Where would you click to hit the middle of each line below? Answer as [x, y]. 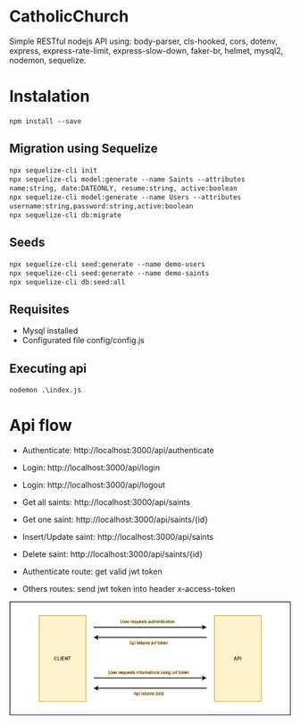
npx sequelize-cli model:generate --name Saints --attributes [127, 179]
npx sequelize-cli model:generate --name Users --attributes [125, 197]
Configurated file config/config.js [83, 341]
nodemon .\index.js [46, 391]
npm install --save [46, 121]
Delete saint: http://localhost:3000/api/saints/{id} [112, 554]
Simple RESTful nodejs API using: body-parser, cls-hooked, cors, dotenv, [144, 41]
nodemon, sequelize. [48, 60]
